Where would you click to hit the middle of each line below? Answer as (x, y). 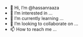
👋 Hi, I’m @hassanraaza (34, 8)
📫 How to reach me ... (33, 29)
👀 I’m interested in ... (31, 13)
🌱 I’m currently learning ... (37, 18)
